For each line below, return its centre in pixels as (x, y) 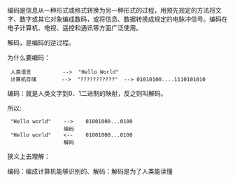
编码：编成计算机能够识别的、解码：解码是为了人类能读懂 (90, 171)
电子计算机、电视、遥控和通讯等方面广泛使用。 (74, 28)
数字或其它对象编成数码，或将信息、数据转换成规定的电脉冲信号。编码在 (123, 19)
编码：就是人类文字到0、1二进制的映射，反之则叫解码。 (87, 93)
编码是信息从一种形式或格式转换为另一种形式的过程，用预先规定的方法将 (111, 10)
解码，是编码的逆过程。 (41, 43)
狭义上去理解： (29, 156)
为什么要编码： (29, 57)
